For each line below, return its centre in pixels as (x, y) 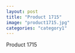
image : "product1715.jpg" (38, 22)
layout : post (22, 11)
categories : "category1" (37, 28)
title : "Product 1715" (34, 17)
